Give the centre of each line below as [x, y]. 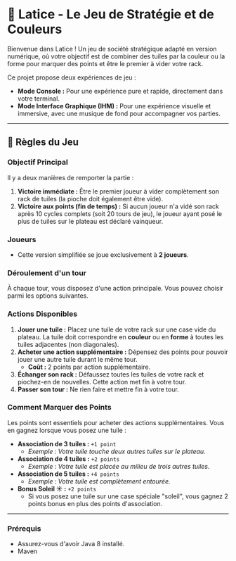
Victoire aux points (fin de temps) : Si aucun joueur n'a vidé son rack [118, 206]
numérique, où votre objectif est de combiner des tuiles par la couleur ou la [116, 56]
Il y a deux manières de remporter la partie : [71, 177]
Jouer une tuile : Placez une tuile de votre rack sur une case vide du [117, 329]
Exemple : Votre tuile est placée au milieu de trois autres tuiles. [119, 466]
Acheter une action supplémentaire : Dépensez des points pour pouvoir [123, 352]
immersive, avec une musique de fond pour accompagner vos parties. [119, 113]
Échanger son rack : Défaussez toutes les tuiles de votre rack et [111, 374]
